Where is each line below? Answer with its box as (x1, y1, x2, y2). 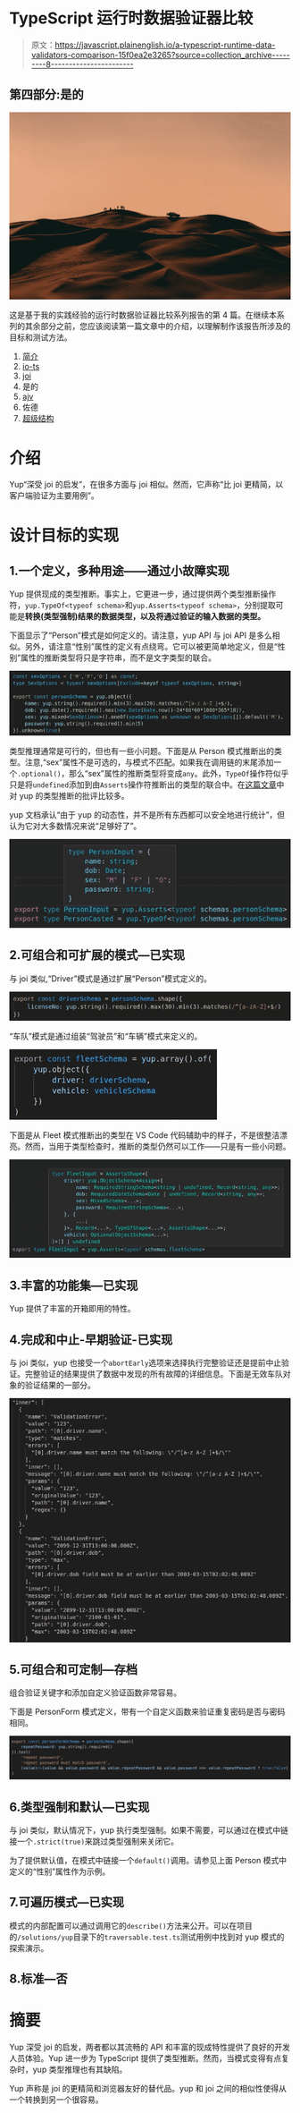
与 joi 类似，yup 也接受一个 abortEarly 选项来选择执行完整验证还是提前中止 (9, 1357, 282, 1369)
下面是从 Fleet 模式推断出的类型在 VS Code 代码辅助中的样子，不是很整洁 (9, 1130, 280, 1141)
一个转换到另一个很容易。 (9, 2094, 104, 2105)
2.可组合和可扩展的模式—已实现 (9, 947, 186, 963)
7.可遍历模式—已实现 (9, 1895, 125, 1910)
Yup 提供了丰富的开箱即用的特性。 (9, 1303, 136, 1314)
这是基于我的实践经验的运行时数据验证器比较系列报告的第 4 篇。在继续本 (9, 310, 277, 320)
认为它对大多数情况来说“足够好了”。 (9, 820, 142, 831)
